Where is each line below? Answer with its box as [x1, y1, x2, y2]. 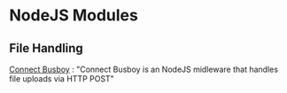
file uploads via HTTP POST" [9, 74, 115, 84]
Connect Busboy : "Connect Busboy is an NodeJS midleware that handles [9, 64, 279, 74]
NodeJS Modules [9, 5, 139, 26]
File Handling [9, 41, 84, 56]
